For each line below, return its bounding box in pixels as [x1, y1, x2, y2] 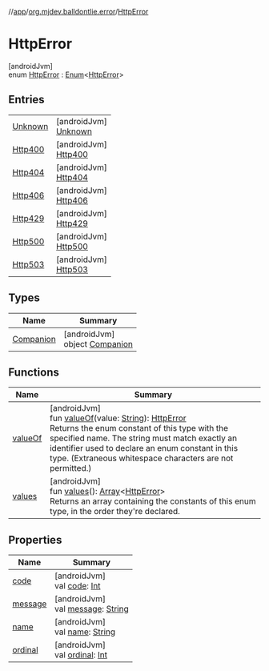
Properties [8, 532, 62, 547]
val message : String [54, 604, 130, 615]
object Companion [63, 338, 134, 349]
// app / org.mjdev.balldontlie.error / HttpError [8, 7, 149, 16]
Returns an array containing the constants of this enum [49, 496, 256, 507]
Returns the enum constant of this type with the [49, 423, 229, 434]
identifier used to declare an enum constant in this [49, 443, 239, 454]
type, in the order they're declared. [49, 506, 180, 517]
